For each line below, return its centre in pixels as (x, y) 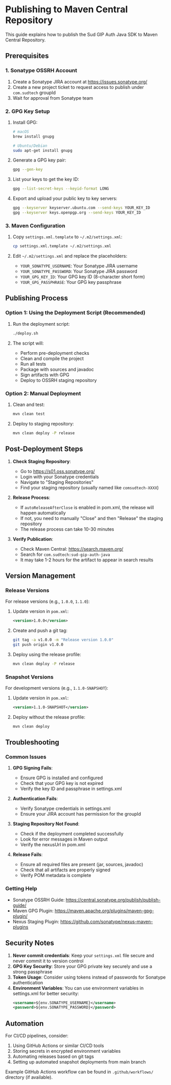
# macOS (21, 131)
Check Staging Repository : (42, 461)
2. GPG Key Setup (28, 111)
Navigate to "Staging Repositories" (57, 482)
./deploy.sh (25, 333)
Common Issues (26, 757)
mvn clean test (29, 414)
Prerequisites (27, 56)
